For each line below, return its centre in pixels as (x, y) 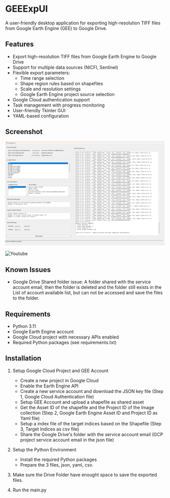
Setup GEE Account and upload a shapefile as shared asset (82, 402)
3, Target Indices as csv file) (50, 429)
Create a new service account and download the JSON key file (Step (92, 391)
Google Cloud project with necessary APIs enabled (66, 337)
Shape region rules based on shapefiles (61, 83)
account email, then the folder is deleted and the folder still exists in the (87, 287)
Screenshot (24, 132)
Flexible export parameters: (41, 73)
